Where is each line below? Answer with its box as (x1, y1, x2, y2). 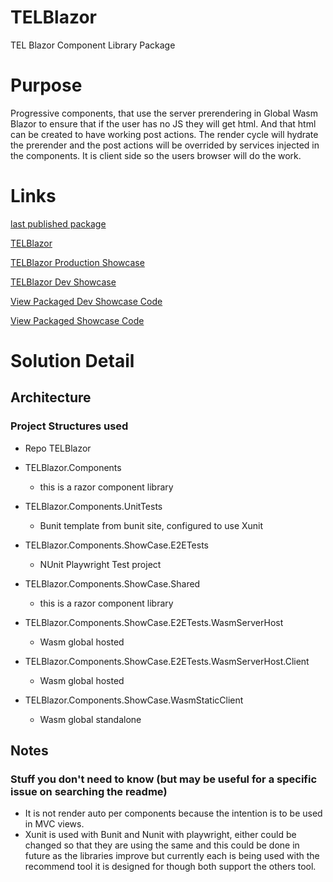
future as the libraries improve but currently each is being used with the (24, 850, 320, 862)
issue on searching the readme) (10, 785, 168, 798)
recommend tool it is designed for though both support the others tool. (24, 861, 317, 873)
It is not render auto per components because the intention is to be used (24, 807, 323, 820)
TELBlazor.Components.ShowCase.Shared (24, 577, 201, 590)
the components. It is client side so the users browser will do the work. (10, 149, 302, 161)
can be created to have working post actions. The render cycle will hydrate (10, 128, 319, 140)
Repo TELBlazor (24, 442, 92, 454)
